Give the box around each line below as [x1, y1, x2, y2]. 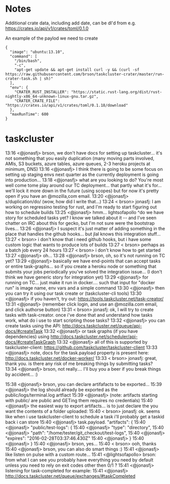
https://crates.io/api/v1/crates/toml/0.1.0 [5, 25, 89, 31]
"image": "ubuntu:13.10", [10, 49, 65, 54]
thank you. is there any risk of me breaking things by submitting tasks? [5, 360, 153, 367]
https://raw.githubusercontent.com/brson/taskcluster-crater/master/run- [5, 72, 165, 77]
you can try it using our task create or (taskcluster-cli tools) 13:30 [5, 290, 142, 296]
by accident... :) [5, 371, 38, 377]
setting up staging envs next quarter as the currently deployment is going [5, 171, 159, 177]
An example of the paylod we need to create [5, 35, 98, 41]
